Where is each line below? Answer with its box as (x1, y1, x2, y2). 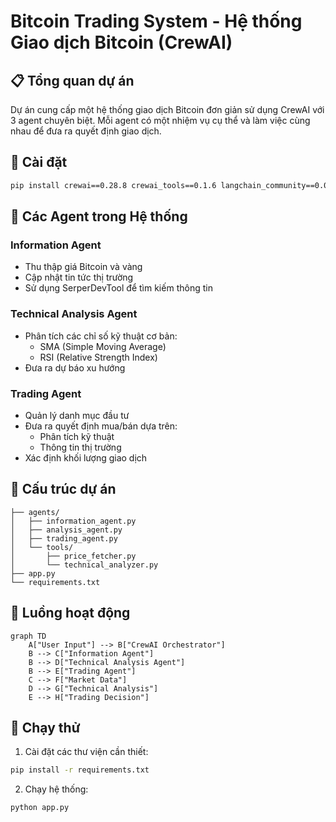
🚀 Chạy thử (10, 719, 81, 736)
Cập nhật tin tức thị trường (24, 271, 134, 284)
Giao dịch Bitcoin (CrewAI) (10, 31, 233, 54)
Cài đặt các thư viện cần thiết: (24, 746, 149, 758)
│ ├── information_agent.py (10, 516, 137, 526)
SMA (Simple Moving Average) (39, 340, 167, 352)
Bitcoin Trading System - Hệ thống (10, 10, 303, 33)
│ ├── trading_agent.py (10, 533, 118, 544)
